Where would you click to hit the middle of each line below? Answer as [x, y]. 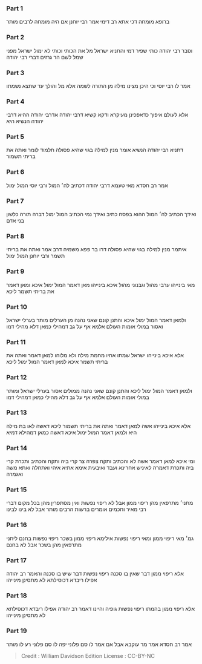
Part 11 [16, 342]
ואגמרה [15, 474]
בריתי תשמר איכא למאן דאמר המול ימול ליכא [57, 362]
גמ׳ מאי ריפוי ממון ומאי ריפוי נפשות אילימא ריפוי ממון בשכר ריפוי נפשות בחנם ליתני [100, 538]
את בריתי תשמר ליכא [30, 291]
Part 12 [17, 378]
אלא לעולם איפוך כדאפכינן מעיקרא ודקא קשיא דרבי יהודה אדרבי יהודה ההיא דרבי [97, 115]
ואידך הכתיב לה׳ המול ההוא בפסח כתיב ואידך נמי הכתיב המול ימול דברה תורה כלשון [101, 214]
